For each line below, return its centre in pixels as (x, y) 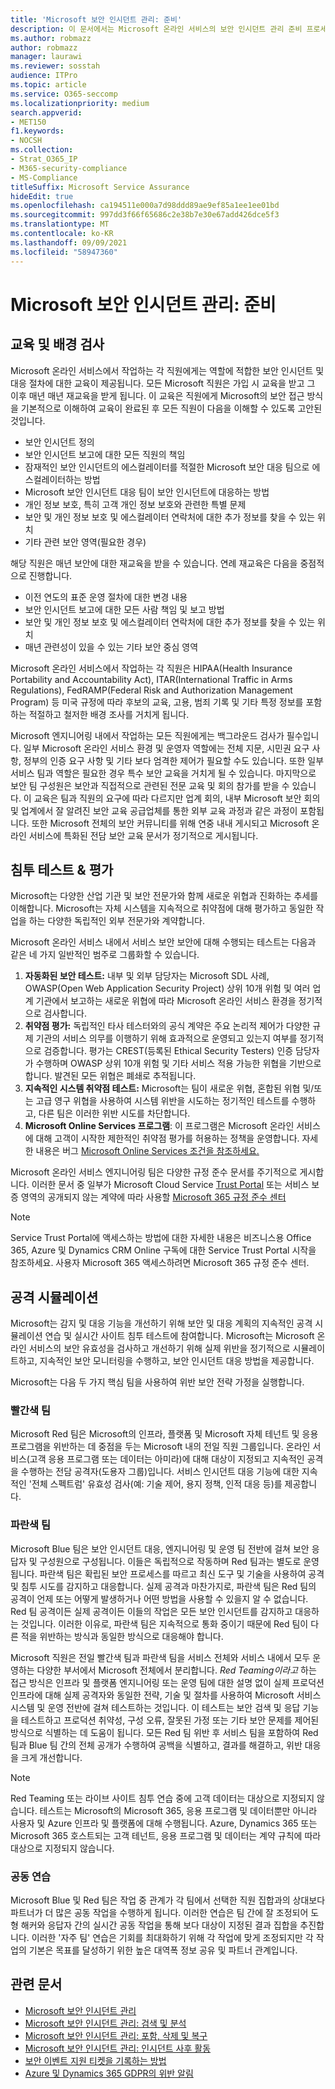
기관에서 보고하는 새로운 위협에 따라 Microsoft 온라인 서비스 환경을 (166, 1001)
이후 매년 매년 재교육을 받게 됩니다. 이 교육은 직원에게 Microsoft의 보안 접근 (157, 395)
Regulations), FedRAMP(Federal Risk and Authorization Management (151, 690)
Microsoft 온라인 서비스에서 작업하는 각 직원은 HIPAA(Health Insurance (151, 668)
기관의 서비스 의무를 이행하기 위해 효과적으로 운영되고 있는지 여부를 (166, 1038)
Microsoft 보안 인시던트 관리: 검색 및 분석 (105, 2023)
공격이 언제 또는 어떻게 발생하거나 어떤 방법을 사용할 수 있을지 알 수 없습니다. (159, 1598)
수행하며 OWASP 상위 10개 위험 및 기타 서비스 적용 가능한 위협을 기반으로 (178, 1063)
